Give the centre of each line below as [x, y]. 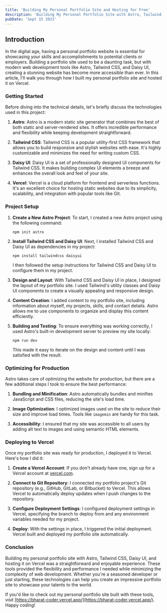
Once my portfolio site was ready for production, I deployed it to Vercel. [79, 453]
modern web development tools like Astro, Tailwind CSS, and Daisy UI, [78, 67]
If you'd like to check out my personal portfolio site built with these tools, [80, 594]
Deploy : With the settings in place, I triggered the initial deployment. [82, 529]
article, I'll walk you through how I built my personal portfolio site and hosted [83, 78]
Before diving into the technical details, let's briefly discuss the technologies [83, 107]
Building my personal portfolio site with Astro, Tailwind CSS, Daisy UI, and [81, 558]
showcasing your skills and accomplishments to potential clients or [74, 57]
